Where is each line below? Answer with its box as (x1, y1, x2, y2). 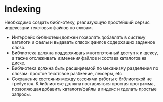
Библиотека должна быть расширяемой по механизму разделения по (11, 65, 159, 71)
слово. (11, 44, 26, 50)
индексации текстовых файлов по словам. (4, 24, 93, 30)
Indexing (4, 3, 41, 15)
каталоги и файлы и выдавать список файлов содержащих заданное (11, 39, 156, 45)
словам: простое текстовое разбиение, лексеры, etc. (11, 70, 123, 76)
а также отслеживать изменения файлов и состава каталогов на (11, 55, 147, 61)
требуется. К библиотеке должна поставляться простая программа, (11, 81, 155, 86)
